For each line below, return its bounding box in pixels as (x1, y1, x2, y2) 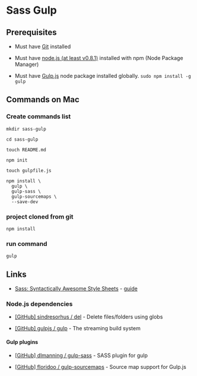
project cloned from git (6, 212, 74, 220)
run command (6, 239, 47, 248)
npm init (6, 157, 28, 163)
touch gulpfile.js (6, 168, 52, 173)
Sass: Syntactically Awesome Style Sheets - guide (14, 285, 138, 292)
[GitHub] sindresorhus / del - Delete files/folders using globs (14, 313, 163, 321)
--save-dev (11, 198, 39, 205)
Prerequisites (6, 27, 57, 37)
